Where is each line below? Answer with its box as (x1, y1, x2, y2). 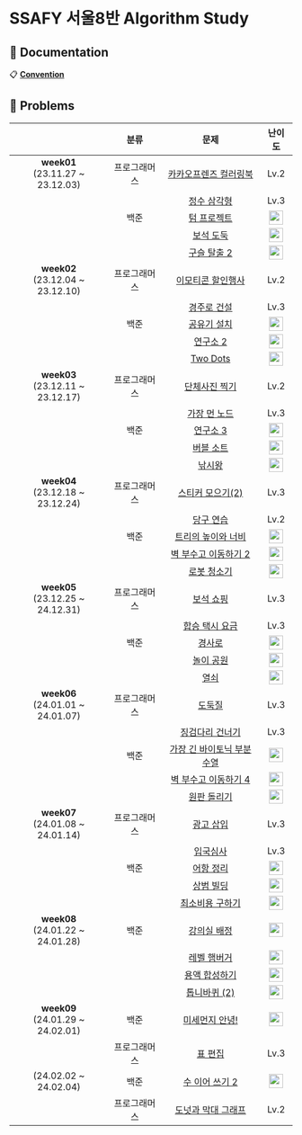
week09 (40, 1002, 77, 1014)
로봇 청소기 (188, 566, 233, 578)
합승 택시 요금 (182, 620, 238, 632)
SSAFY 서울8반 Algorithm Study (9, 8, 250, 29)
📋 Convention (9, 69, 65, 79)
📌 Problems (9, 98, 75, 113)
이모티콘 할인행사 (175, 273, 245, 286)
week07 (40, 806, 77, 818)
